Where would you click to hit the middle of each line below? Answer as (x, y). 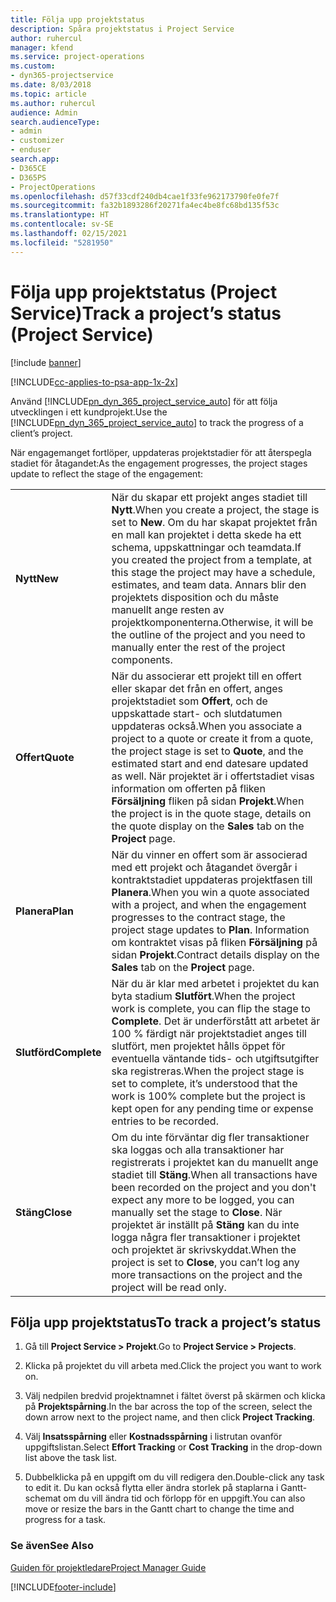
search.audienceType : (55, 122)
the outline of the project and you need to (208, 634)
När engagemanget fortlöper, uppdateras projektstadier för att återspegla (161, 452)
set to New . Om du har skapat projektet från (214, 522)
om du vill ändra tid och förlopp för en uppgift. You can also (184, 1498)
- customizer (37, 141)
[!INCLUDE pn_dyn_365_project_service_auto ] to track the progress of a (157, 422)
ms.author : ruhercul (53, 103)
